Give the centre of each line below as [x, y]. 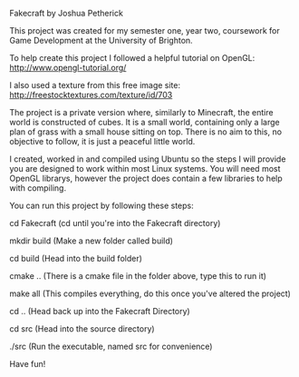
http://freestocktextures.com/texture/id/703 [91, 95]
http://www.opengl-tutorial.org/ [68, 68]
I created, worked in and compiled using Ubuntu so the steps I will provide [148, 159]
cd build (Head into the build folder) [76, 258]
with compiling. [38, 188]
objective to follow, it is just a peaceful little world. [102, 141]
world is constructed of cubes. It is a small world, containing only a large [145, 122]
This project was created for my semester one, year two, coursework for [145, 30]
